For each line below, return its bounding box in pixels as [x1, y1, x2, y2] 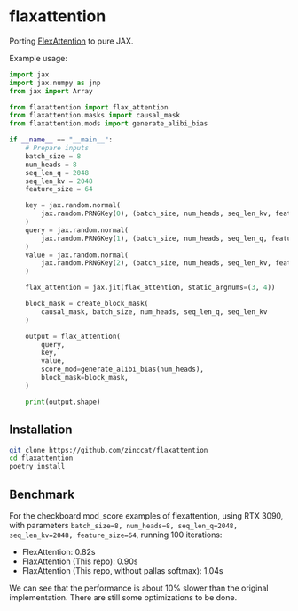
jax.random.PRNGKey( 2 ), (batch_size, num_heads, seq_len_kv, [41, 259, 272, 268]
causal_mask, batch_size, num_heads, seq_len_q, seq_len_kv [41, 307, 268, 317]
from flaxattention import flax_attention [9, 102, 169, 112]
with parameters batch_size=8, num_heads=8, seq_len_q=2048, [9, 519, 238, 530]
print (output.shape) [25, 398, 101, 406]
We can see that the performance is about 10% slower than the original [9, 583, 269, 593]
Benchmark [9, 486, 75, 502]
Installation [9, 422, 73, 438]
